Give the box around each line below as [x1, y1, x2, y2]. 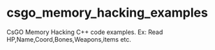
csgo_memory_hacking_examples [6, 5, 209, 21]
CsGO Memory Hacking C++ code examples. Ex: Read [6, 28, 163, 36]
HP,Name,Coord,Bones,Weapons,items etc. [6, 35, 132, 43]
